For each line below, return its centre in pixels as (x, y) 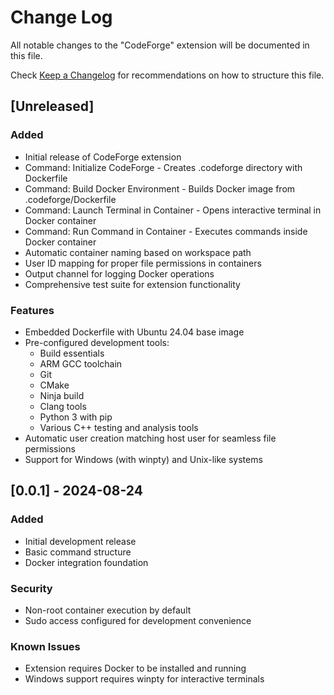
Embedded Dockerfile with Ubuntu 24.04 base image (134, 332)
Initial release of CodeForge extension (103, 157)
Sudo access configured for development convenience (138, 620)
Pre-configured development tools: (97, 342)
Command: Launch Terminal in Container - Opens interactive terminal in (173, 210)
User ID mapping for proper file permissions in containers (143, 263)
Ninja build (62, 395)
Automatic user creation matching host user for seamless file (150, 438)
